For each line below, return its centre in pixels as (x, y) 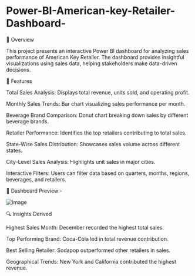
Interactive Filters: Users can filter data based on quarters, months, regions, (98, 173)
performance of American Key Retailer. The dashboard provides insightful (95, 57)
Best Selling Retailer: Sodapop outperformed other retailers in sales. (88, 250)
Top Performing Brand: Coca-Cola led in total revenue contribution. (87, 238)
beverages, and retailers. (36, 179)
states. (14, 150)
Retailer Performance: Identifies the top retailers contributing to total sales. (96, 133)
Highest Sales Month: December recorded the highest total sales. (85, 227)
